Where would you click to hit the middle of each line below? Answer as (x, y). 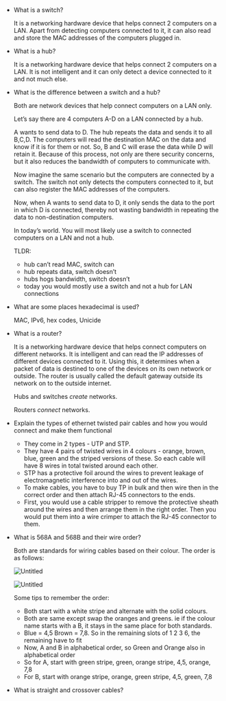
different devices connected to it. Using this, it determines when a (106, 361)
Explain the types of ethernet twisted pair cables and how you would (110, 423)
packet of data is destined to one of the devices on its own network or (112, 369)
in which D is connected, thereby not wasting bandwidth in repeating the (116, 210)
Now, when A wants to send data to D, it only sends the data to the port (114, 203)
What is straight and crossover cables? (68, 690)
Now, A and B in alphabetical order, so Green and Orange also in (114, 647)
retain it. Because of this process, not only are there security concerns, (114, 154)
